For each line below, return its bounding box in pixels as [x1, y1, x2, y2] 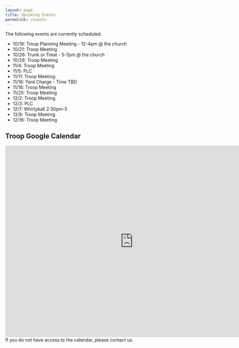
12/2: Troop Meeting [12, 95, 55, 101]
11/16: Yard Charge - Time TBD [12, 79, 78, 85]
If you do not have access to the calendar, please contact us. [5, 337, 134, 343]
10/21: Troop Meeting [12, 47, 57, 53]
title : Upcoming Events [5, 12, 56, 17]
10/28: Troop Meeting [12, 57, 58, 63]
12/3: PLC [12, 101, 33, 107]
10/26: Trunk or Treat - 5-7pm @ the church [12, 52, 105, 58]
